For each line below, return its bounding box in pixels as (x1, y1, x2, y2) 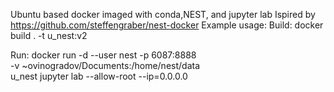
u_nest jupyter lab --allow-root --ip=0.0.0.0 (10, 70, 188, 82)
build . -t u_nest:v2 (10, 30, 88, 41)
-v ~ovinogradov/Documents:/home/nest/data (10, 60, 201, 71)
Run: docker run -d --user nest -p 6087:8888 (10, 49, 197, 61)
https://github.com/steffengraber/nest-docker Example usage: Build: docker (10, 19, 324, 31)
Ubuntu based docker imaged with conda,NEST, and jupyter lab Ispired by (10, 9, 316, 20)
